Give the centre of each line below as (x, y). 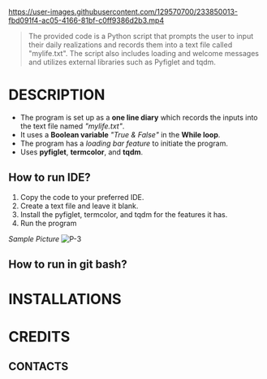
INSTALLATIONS (65, 299)
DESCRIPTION (57, 95)
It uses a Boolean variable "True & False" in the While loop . (120, 134)
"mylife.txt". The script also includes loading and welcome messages (144, 53)
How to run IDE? (50, 178)
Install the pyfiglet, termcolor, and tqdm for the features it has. (124, 214)
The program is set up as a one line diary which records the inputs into (139, 117)
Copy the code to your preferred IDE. (82, 197)
